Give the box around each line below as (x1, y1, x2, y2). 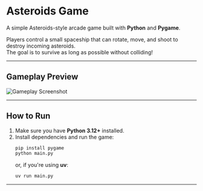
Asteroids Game (6, 4, 89, 18)
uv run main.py (14, 173, 54, 179)
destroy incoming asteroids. (6, 42, 76, 49)
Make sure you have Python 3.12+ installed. (14, 127, 125, 134)
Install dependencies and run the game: (14, 133, 114, 140)
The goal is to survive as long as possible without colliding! (6, 48, 153, 55)
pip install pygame (14, 145, 65, 151)
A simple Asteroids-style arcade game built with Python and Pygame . (6, 24, 181, 31)
